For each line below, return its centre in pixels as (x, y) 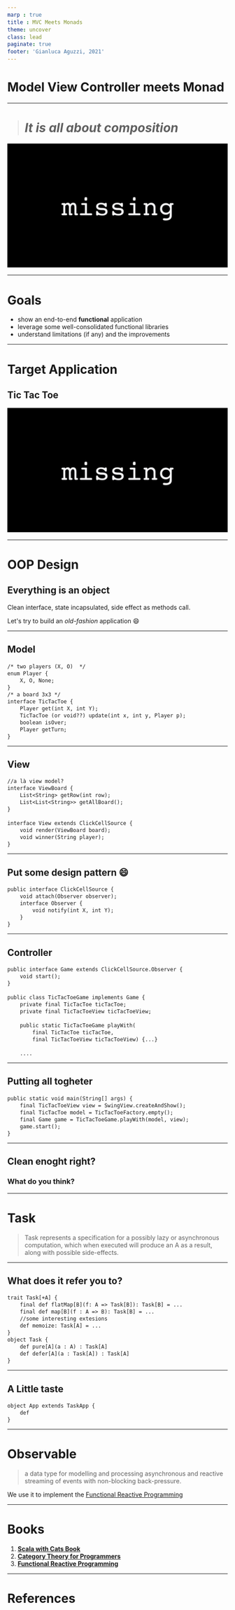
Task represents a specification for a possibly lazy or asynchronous (122, 1237)
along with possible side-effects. (71, 1252)
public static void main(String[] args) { (70, 1098)
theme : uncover (29, 29)
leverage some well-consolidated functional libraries (93, 327)
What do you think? (41, 1181)
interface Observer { (51, 903)
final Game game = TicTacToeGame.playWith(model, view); (105, 1119)
